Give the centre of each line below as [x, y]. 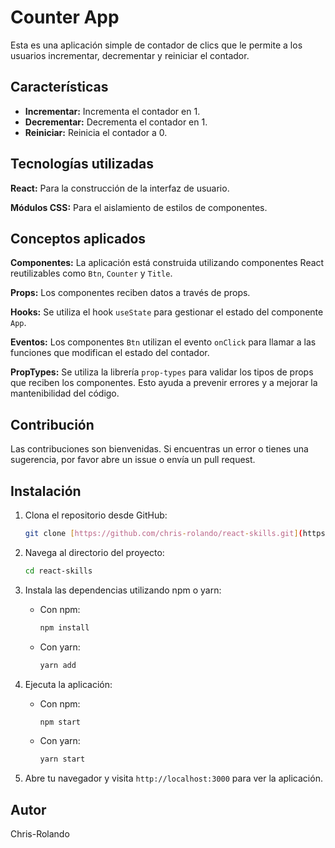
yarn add [58, 665]
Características [59, 87]
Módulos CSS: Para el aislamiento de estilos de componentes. [139, 207]
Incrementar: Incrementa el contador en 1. [112, 111]
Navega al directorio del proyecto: [94, 552]
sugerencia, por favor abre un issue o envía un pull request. [133, 460]
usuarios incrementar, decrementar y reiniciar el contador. [130, 55]
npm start [60, 722]
